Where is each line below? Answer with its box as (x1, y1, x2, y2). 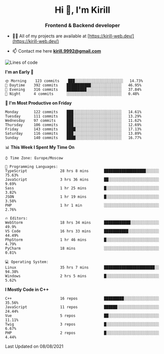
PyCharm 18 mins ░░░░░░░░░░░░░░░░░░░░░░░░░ (5, 246, 160, 251)
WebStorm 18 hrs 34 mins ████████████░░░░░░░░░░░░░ (5, 220, 160, 225)
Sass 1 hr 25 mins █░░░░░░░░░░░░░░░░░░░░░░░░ (5, 186, 160, 191)
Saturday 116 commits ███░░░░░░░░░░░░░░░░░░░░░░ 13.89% (5, 131, 141, 136)
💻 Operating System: (5, 260, 49, 265)
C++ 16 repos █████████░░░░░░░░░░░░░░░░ (5, 296, 160, 301)
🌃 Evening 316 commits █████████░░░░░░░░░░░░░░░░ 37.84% (5, 87, 141, 92)
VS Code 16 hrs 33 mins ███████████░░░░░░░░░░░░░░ (5, 229, 160, 234)
